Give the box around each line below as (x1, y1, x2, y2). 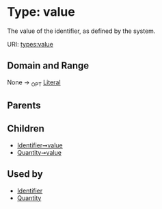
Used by (7, 169, 43, 180)
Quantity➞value (16, 148, 62, 156)
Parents (7, 99, 41, 111)
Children (7, 123, 44, 134)
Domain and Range (7, 60, 90, 72)
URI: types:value (7, 40, 53, 48)
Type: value (7, 4, 75, 20)
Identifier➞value (16, 141, 63, 149)
